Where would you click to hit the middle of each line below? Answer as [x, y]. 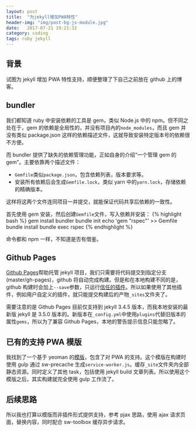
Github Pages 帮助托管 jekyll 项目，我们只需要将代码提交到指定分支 [86, 273]
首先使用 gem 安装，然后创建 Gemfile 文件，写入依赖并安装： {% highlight [94, 214]
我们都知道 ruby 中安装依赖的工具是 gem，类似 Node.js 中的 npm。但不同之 [97, 120]
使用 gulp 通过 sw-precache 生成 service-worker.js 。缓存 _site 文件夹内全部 [97, 365]
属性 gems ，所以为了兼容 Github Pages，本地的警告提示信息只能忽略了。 [92, 322]
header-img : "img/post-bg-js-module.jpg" [57, 22]
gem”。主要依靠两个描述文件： [43, 162]
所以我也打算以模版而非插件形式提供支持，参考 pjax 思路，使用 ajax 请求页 [96, 415]
